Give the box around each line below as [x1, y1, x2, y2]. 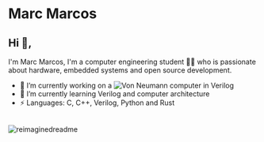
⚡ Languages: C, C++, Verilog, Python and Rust [19, 98, 175, 107]
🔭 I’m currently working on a [19, 80, 113, 90]
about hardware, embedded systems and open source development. [8, 65, 232, 75]
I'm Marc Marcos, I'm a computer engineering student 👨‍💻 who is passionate [8, 57, 256, 66]
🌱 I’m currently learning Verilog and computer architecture [19, 89, 210, 99]
